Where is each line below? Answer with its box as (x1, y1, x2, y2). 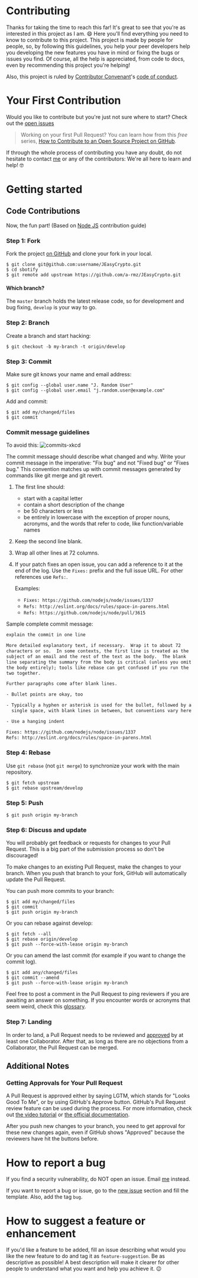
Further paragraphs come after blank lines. (6, 681, 118, 687)
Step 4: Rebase (6, 748, 51, 757)
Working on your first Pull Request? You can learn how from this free (20, 131, 188, 138)
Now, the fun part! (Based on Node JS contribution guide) (6, 222, 147, 229)
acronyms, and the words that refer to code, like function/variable (23, 520, 184, 527)
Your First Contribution (6, 94, 121, 107)
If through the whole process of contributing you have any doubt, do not (6, 149, 182, 156)
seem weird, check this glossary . (6, 1003, 86, 1010)
